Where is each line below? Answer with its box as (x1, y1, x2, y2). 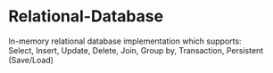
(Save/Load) (8, 54, 54, 65)
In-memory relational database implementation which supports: (8, 36, 242, 46)
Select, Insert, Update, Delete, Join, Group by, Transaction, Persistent (8, 45, 264, 55)
